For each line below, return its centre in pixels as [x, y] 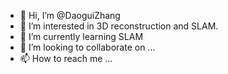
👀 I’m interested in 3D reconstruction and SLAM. [119, 26]
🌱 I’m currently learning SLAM [81, 36]
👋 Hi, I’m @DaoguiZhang [70, 15]
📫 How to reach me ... [66, 58]
